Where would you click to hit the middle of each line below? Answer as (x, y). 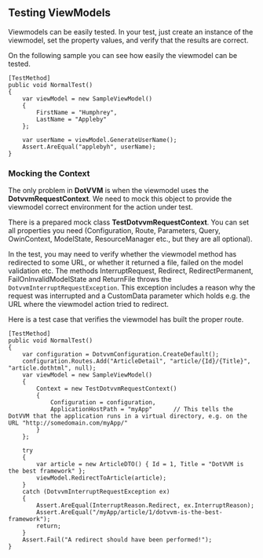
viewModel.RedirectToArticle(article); (102, 478)
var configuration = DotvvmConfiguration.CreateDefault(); (121, 355)
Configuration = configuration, (103, 403)
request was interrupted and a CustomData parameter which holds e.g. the (129, 296)
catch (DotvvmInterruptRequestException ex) (96, 492)
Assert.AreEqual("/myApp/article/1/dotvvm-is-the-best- (130, 512)
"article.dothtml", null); (52, 368)
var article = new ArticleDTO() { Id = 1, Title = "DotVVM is (140, 465)
